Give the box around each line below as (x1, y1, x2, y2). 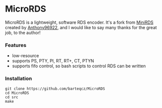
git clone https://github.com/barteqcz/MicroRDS (5, 86, 105, 91)
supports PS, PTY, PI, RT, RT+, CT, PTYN (12, 58, 94, 64)
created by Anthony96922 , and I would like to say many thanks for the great (5, 24, 157, 30)
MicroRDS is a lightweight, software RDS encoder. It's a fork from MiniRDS (5, 19, 154, 25)
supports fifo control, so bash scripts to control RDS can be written (12, 63, 146, 69)
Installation (5, 75, 32, 82)
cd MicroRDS (5, 91, 29, 95)
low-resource (12, 53, 39, 59)
